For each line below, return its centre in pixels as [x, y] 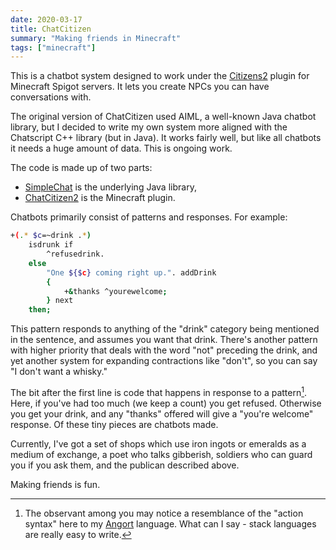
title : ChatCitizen [51, 29]
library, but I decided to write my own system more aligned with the [149, 127]
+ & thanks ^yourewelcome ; [115, 291]
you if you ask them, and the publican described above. [125, 465]
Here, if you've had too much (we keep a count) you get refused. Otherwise [166, 403]
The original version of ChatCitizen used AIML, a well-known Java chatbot [163, 117]
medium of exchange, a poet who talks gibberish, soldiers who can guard [161, 454]
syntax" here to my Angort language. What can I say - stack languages [170, 523]
